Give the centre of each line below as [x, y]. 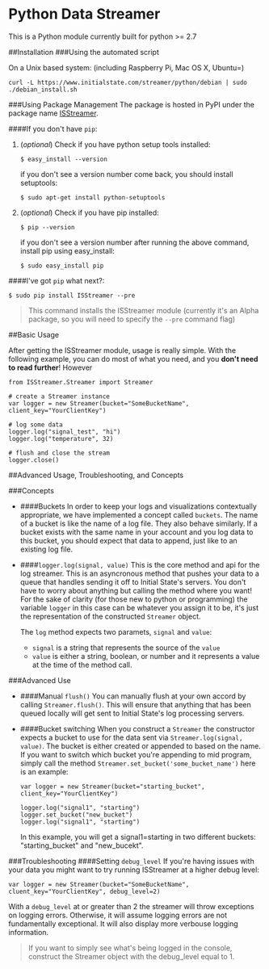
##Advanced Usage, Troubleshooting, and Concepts [96, 475]
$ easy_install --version [63, 159]
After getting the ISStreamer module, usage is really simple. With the [122, 350]
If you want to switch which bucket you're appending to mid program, [136, 754]
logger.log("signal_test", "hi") [65, 432]
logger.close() [34, 460]
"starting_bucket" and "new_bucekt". [82, 845]
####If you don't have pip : [53, 128]
